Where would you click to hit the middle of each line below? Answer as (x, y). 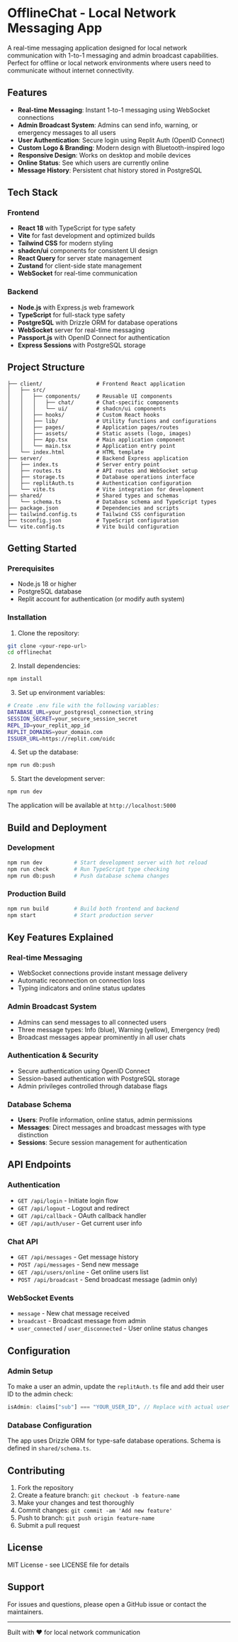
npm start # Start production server (80, 915)
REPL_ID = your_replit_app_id (49, 726)
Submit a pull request (49, 1526)
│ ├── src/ (27, 390)
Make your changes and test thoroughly (76, 1503)
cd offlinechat (30, 652)
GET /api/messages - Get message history (78, 1257)
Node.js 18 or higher (47, 584)
